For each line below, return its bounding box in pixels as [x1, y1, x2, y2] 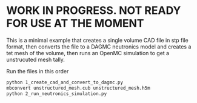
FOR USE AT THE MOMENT [6, 16, 144, 30]
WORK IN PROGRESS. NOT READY [6, 4, 181, 18]
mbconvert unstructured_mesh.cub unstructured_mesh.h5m [6, 85, 150, 91]
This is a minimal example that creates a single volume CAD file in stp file [6, 36, 189, 44]
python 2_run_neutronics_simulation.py [6, 90, 107, 97]
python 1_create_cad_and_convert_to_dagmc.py [6, 79, 123, 85]
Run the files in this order [6, 67, 69, 75]
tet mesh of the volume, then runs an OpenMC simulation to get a [6, 49, 170, 56]
